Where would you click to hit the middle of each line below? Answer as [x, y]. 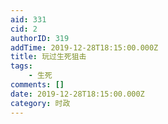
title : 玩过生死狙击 [48, 57]
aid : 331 [28, 19]
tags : [21, 66]
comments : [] [37, 85]
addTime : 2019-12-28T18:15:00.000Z [84, 47]
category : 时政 [40, 103]
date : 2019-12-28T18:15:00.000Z [77, 94]
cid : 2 [24, 29]
